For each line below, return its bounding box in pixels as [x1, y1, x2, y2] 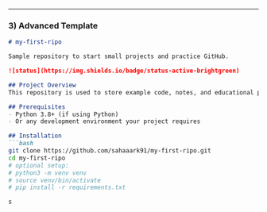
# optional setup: [8, 161, 69, 169]
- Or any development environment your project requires [8, 118, 201, 125]
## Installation [8, 132, 62, 140]
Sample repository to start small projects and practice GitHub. [8, 52, 229, 60]
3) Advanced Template [8, 20, 98, 31]
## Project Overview [8, 81, 77, 89]
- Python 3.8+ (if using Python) [8, 110, 119, 118]
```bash [8, 140, 34, 148]
